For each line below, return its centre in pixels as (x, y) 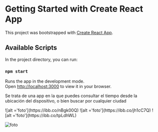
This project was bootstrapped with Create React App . (59, 32)
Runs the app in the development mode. (45, 81)
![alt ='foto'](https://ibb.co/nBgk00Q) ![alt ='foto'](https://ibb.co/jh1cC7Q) (78, 110)
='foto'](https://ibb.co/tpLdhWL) (45, 116)
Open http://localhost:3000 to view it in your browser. (58, 87)
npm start (16, 71)
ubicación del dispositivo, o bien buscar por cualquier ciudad (66, 101)
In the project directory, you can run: (41, 59)
